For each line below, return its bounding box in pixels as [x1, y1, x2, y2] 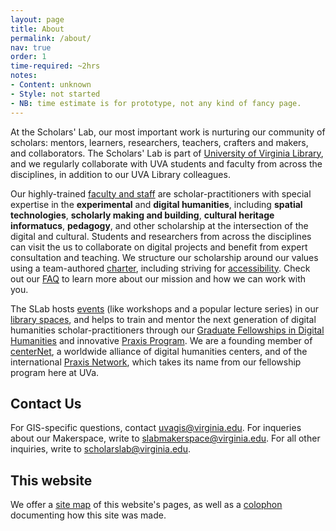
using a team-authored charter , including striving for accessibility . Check [10, 262, 311, 274]
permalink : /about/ [10, 33, 92, 43]
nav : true [10, 42, 52, 53]
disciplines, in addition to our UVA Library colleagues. [10, 168, 231, 180]
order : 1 [10, 52, 47, 62]
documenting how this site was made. [10, 509, 167, 521]
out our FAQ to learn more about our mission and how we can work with [10, 272, 307, 285]
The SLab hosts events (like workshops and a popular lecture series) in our [10, 302, 320, 315]
